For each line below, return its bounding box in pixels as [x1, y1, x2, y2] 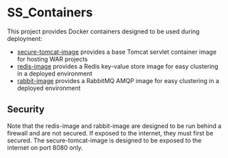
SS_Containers [7, 5, 93, 20]
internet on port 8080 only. [7, 143, 84, 151]
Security [7, 104, 45, 115]
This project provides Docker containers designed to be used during [7, 27, 200, 35]
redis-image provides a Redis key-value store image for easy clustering [16, 62, 219, 70]
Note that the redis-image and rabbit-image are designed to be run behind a [7, 121, 222, 130]
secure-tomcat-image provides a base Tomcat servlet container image [16, 48, 217, 56]
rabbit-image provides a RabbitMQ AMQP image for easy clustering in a [16, 76, 220, 84]
